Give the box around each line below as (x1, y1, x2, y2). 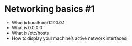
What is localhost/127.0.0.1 (11, 20, 65, 25)
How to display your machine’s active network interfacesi (11, 35, 128, 41)
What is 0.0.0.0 (11, 24, 43, 30)
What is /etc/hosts (11, 30, 49, 36)
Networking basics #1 (4, 3, 95, 15)
